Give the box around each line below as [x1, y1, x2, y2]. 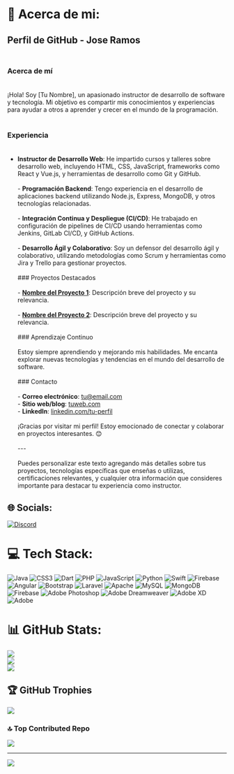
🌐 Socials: [7, 502, 53, 513]
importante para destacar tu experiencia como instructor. [17, 481, 182, 490]
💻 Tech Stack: [7, 546, 93, 562]
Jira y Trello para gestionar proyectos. [17, 258, 127, 268]
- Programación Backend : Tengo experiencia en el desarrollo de [17, 184, 203, 193]
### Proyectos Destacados [17, 274, 96, 282]
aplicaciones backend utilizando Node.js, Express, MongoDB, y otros [17, 192, 216, 200]
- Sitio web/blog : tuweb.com [17, 400, 101, 408]
